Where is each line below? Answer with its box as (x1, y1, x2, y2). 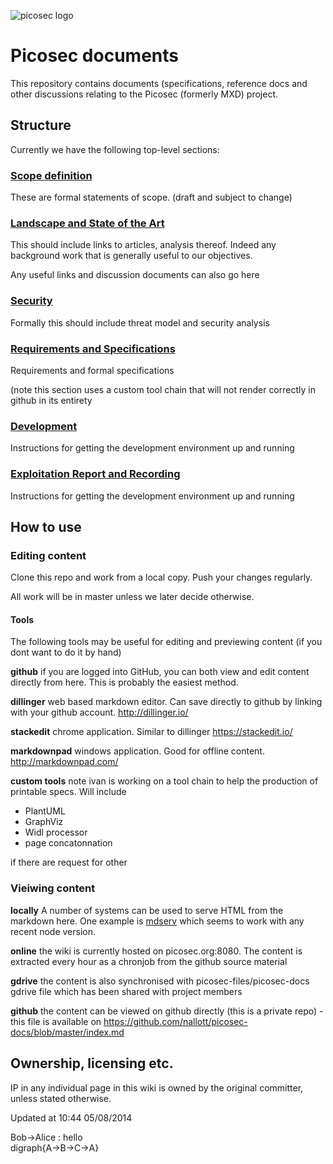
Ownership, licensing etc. (10, 1055, 174, 1072)
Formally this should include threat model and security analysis (10, 316, 270, 329)
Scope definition (10, 168, 93, 182)
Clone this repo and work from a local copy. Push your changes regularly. (10, 571, 313, 584)
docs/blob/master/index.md (10, 1026, 125, 1038)
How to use (10, 518, 82, 535)
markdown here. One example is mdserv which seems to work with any (10, 915, 305, 927)
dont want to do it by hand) (10, 646, 122, 659)
